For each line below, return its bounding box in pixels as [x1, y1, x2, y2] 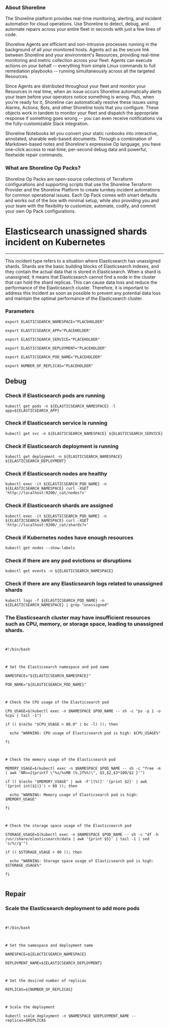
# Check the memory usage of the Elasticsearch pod [5, 757, 116, 762]
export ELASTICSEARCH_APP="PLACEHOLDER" [5, 328, 92, 333]
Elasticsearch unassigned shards [5, 226, 147, 237]
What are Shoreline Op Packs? [5, 164, 81, 171]
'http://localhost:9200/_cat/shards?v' [5, 522, 89, 528]
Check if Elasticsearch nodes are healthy [5, 470, 108, 477]
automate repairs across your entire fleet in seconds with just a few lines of [5, 26, 161, 32]
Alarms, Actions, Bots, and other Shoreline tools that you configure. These [5, 105, 159, 111]
